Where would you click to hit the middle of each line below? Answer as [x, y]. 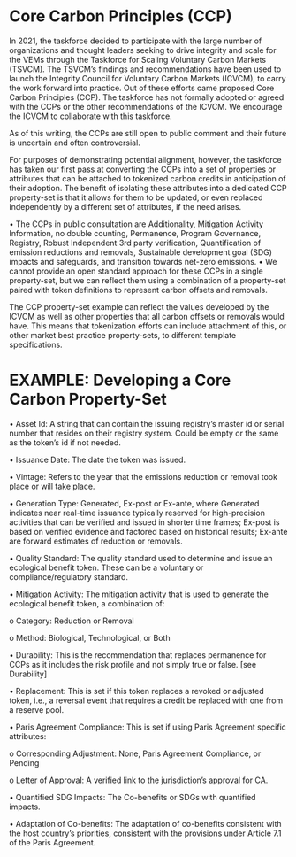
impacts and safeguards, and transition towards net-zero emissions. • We [143, 261]
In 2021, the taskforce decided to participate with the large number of [136, 41]
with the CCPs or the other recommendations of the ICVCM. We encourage [146, 106]
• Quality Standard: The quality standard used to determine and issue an [141, 558]
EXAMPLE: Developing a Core [120, 380]
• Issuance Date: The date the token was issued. [98, 459]
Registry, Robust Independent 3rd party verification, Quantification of [135, 243]
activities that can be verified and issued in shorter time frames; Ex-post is [144, 522]
